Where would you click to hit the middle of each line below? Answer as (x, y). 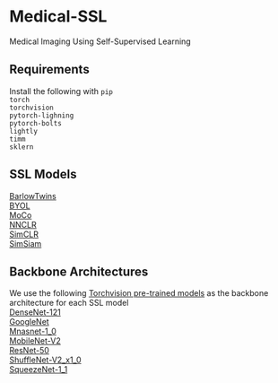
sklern (22, 147)
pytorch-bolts (36, 123)
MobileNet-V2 (35, 341)
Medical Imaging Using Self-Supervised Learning (100, 41)
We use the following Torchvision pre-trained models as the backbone (139, 293)
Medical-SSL (58, 17)
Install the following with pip (61, 91)
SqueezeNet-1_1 (39, 370)
